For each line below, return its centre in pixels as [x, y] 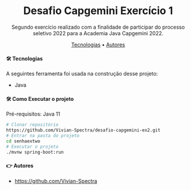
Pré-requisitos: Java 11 [33, 114]
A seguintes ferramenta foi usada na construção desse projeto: [82, 74]
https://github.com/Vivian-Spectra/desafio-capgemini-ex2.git [83, 130]
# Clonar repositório [32, 125]
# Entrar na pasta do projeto [43, 136]
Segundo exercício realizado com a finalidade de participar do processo [98, 27]
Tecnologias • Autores [98, 45]
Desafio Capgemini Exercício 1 [98, 11]
